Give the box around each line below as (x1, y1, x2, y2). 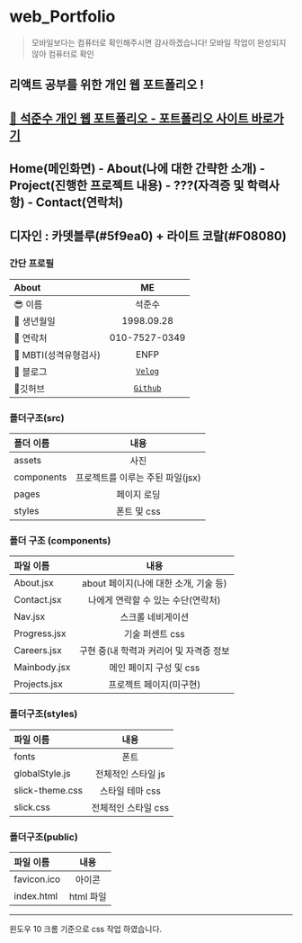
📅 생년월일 (13, 315, 56, 328)
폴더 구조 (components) (9, 534, 111, 547)
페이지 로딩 (116, 489, 161, 501)
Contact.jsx (13, 594, 62, 606)
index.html (13, 889, 58, 902)
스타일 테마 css (99, 785, 162, 797)
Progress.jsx (13, 627, 67, 640)
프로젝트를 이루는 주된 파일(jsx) (75, 471, 201, 484)
